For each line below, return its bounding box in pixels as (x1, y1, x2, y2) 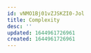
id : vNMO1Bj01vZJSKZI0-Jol (7, 10, 85, 17)
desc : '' (7, 23, 32, 30)
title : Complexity (7, 17, 60, 23)
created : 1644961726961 (7, 36, 76, 43)
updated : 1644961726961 (7, 29, 76, 36)
